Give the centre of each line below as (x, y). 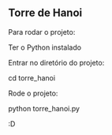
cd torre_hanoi (32, 77)
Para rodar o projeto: (42, 32)
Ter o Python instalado (45, 47)
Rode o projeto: (33, 93)
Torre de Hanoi (45, 13)
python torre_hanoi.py (44, 108)
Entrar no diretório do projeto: (56, 62)
